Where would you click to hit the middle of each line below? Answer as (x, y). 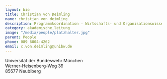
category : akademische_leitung (38, 28)
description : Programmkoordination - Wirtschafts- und (63, 23)
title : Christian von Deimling (38, 14)
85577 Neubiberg (23, 71)
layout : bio (17, 10)
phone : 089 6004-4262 (28, 42)
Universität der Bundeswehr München (44, 60)
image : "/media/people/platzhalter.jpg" (48, 33)
